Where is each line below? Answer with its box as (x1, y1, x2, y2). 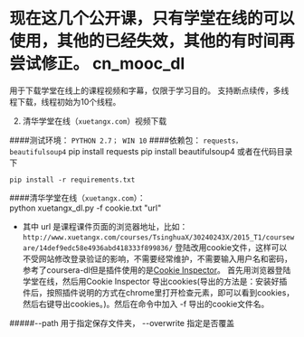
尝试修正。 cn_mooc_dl (9, 53, 185, 74)
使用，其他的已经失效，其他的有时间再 (9, 31, 296, 51)
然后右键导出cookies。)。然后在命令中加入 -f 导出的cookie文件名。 (22, 298, 270, 309)
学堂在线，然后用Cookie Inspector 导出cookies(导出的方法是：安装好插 (22, 276, 288, 286)
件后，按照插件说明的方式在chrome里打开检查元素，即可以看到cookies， (22, 286, 295, 298)
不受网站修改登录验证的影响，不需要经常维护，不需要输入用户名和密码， (22, 253, 292, 264)
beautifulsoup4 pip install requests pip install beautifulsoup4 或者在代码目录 (9, 145, 293, 156)
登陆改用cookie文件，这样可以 (175, 241, 288, 253)
